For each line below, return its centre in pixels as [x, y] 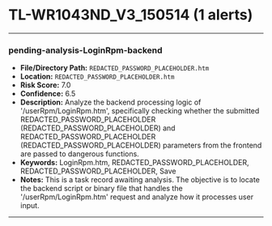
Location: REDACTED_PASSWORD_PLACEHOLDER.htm [97, 77]
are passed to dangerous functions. [79, 154]
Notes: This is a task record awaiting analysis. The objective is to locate [140, 180]
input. [30, 206]
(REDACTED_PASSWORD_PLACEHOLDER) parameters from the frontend [141, 145]
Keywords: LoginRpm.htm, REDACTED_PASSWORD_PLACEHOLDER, [134, 163]
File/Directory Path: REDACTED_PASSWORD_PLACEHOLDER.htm [115, 68]
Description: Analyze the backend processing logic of [110, 102]
